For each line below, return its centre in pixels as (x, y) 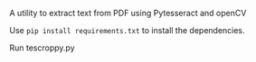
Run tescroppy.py (42, 48)
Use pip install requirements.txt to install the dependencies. (128, 30)
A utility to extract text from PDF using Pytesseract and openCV (128, 13)
